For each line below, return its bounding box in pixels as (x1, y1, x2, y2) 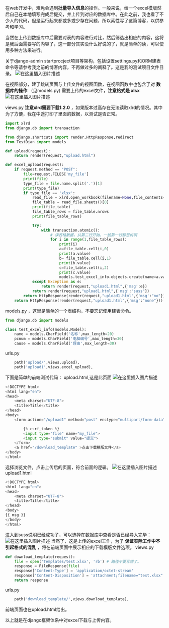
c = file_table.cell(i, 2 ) (59, 265, 109, 270)
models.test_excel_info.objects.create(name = (59, 274, 156, 279)
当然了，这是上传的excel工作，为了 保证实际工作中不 (51, 538, 160, 544)
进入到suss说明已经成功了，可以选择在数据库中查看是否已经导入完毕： (5, 532, 152, 538)
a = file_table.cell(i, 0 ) (59, 247, 109, 252)
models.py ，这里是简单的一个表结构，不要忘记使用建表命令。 (5, 308, 134, 314)
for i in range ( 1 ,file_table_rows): (50, 237, 127, 242)
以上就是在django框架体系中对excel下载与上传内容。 (5, 617, 114, 623)
